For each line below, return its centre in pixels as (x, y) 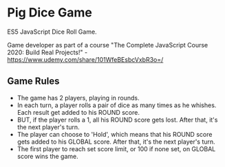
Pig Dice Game (50, 13)
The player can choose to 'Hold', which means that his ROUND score (115, 134)
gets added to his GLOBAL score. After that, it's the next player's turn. (116, 142)
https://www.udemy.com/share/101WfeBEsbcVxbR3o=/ (85, 59)
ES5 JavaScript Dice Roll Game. (52, 32)
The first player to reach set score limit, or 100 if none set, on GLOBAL (116, 148)
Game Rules (33, 81)
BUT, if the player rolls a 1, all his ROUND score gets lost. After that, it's (117, 120)
